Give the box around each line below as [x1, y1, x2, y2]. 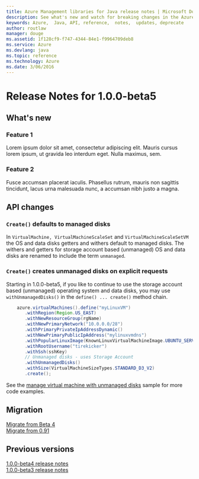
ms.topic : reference [6, 53, 57, 59]
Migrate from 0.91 [6, 427, 49, 434]
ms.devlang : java [6, 47, 49, 53]
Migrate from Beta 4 [6, 420, 55, 427]
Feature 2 [6, 165, 34, 174]
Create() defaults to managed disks [6, 220, 111, 228]
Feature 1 [6, 130, 33, 139]
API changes [6, 202, 54, 212]
